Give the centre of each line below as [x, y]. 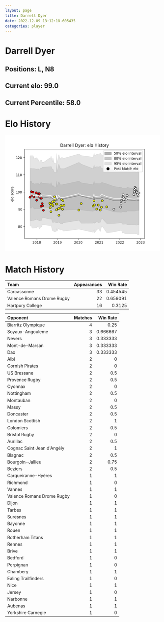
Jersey [14, 592]
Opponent [18, 317]
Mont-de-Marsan [26, 346]
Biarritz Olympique [26, 325]
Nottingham [19, 393]
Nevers [14, 339]
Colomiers [17, 428]
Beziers [15, 469]
